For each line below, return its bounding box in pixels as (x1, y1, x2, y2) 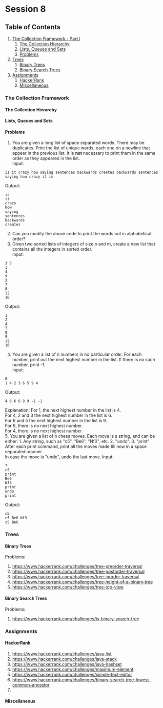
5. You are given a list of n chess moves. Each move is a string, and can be (5, 433, 155, 439)
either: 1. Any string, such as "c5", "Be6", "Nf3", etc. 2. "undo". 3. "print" (5, 438, 150, 445)
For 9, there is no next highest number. (5, 423, 83, 429)
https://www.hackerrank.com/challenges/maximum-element (12, 666, 134, 672)
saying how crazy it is (5, 174, 54, 179)
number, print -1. (12, 362, 46, 368)
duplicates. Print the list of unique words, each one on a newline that (12, 145, 150, 151)
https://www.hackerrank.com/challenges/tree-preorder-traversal (12, 564, 143, 569)
